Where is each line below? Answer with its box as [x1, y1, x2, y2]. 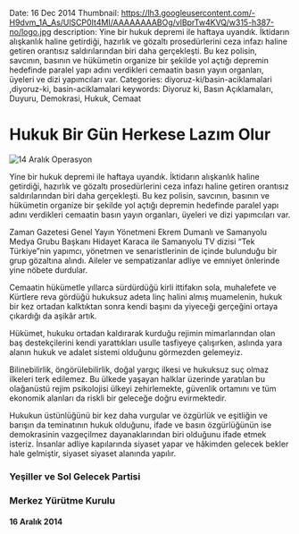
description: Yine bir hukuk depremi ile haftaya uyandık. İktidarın [53, 27, 290, 37]
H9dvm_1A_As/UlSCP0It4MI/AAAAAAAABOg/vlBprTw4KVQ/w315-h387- [9, 17, 275, 28]
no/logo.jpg [9, 27, 52, 37]
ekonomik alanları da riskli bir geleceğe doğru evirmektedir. [9, 393, 228, 403]
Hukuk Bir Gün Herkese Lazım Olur [9, 124, 271, 145]
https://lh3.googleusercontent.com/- [120, 8, 256, 18]
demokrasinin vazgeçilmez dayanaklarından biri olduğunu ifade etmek [9, 428, 267, 439]
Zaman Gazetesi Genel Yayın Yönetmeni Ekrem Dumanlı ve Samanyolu [9, 226, 268, 237]
